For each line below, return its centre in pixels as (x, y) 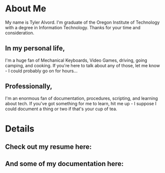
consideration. (20, 33)
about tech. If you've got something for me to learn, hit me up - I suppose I (81, 103)
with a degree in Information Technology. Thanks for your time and (73, 27)
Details (20, 129)
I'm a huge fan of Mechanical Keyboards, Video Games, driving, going (76, 60)
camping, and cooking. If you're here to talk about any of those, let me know (82, 65)
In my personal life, (35, 48)
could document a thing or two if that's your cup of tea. (61, 109)
